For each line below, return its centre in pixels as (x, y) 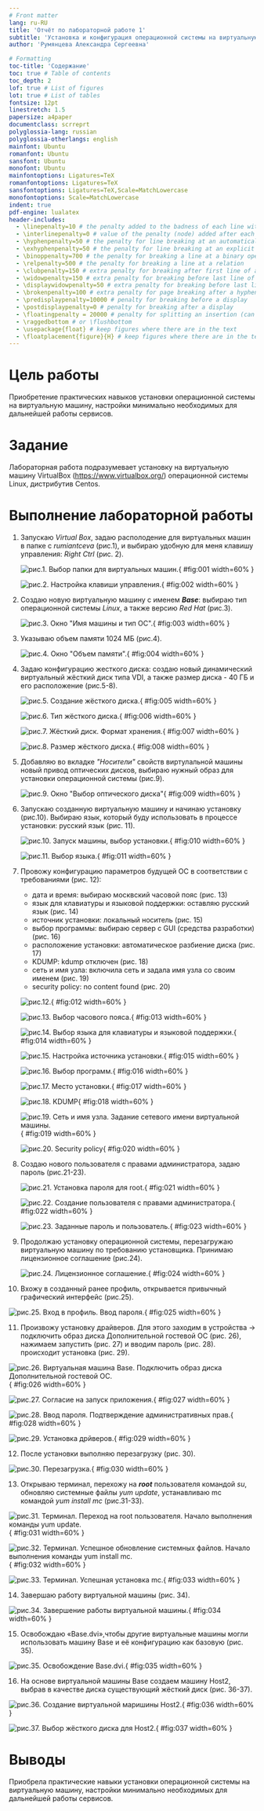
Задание (39, 445)
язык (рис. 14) (55, 911)
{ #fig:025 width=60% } (183, 1312)
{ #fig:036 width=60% (218, 1705)
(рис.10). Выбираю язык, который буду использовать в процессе (129, 817)
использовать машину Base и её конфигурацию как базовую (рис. (132, 1642)
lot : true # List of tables (55, 95)
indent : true (30, 205)
